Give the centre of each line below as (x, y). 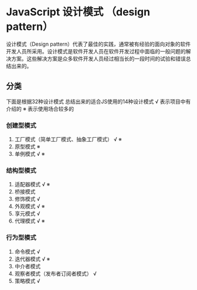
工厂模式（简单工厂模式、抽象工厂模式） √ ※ (68, 139)
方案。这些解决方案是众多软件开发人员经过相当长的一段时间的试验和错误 (98, 59)
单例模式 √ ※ (30, 154)
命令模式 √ (27, 251)
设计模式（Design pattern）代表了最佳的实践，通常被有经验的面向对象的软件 (98, 44)
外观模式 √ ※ (30, 206)
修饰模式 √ (27, 199)
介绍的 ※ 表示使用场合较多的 (40, 108)
